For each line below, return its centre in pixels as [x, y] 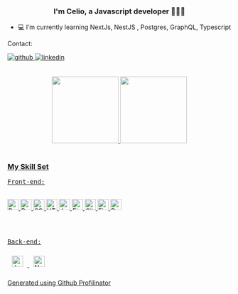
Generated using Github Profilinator [59, 283]
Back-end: [24, 242]
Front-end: [26, 181]
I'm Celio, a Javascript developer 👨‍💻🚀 [119, 11]
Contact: [20, 44]
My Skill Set [28, 166]
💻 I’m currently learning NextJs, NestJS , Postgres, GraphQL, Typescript [124, 27]
